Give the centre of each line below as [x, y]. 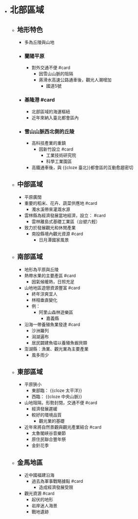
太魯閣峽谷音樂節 [49, 433]
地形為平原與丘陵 [41, 269]
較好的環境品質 [47, 415]
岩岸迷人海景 [44, 506]
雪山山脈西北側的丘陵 [49, 131]
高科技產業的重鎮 [49, 143]
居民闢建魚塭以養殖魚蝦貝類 [59, 343]
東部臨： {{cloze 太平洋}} [57, 390]
